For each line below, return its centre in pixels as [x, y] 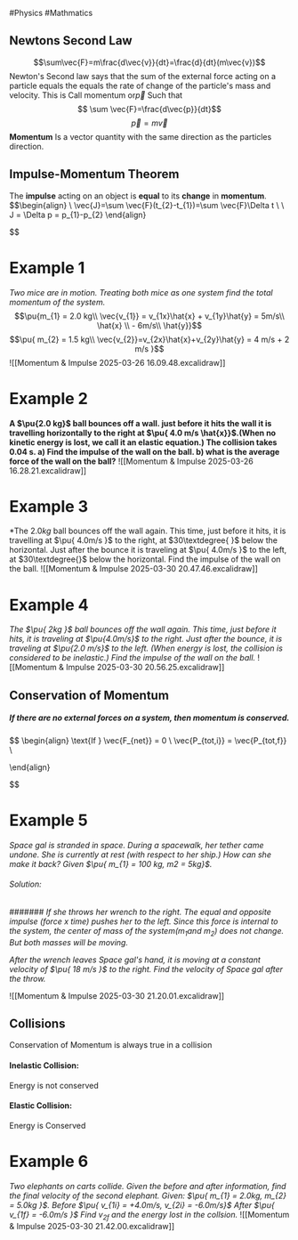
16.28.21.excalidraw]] [48, 470]
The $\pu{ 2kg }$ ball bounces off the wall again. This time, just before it [143, 629]
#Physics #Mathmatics [51, 13]
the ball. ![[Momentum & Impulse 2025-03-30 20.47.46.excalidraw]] [133, 569]
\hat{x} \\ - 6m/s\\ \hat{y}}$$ [149, 325]
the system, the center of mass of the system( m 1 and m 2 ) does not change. [147, 932]
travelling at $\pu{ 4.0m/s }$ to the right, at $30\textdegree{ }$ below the [144, 540]
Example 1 [47, 267]
